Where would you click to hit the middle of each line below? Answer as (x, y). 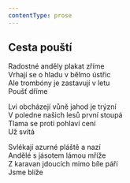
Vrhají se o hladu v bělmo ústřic (59, 75)
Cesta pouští (40, 48)
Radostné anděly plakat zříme (56, 66)
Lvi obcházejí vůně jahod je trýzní (62, 106)
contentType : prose (40, 15)
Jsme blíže (26, 172)
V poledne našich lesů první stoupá (65, 115)
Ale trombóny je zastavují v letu (59, 83)
